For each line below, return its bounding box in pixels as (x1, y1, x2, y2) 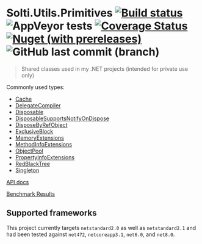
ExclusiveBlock (15, 127, 54, 135)
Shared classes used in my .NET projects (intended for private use (21, 65, 188, 73)
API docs (6, 178, 29, 185)
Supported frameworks (6, 208, 97, 218)
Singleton (15, 167, 40, 174)
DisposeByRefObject (15, 121, 68, 128)
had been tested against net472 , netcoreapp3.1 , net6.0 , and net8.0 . (6, 231, 175, 238)
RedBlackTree (15, 160, 51, 167)
